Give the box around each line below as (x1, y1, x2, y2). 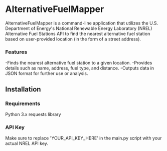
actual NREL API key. (5, 140, 49, 146)
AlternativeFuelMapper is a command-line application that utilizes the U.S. (5, 20, 158, 26)
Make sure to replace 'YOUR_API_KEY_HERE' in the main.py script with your (5, 135, 162, 141)
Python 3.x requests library (5, 111, 61, 117)
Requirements (5, 100, 41, 107)
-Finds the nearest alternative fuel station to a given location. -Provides (5, 60, 152, 66)
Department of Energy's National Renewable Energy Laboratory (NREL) (5, 25, 152, 31)
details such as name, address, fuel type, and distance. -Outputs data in (5, 65, 154, 71)
